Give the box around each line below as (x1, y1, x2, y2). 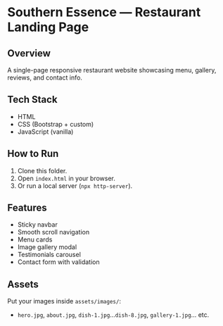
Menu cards (17, 235, 53, 244)
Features (7, 202, 47, 214)
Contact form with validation (17, 258, 100, 266)
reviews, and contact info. (7, 73, 83, 82)
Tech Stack (7, 94, 58, 106)
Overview (7, 47, 51, 59)
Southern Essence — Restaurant (7, 4, 201, 20)
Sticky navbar (17, 220, 58, 229)
